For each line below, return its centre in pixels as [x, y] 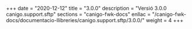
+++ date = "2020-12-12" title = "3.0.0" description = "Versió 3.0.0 [86, 8]
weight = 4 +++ [165, 20]
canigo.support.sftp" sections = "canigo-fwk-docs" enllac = [78, 14]
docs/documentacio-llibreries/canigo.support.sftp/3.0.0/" [76, 20]
